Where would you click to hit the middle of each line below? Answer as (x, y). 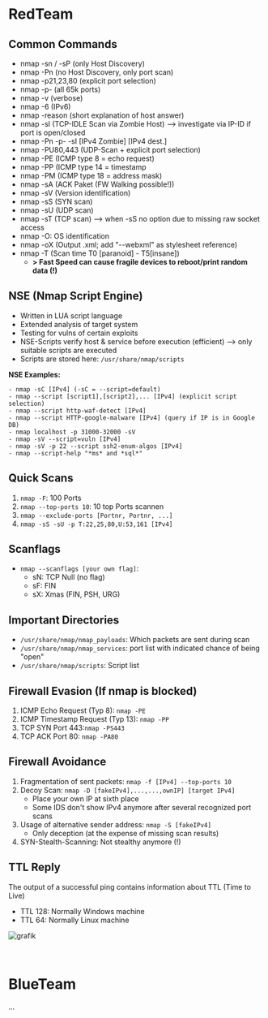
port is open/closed (53, 132)
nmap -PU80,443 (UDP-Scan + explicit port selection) (110, 150)
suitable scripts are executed (68, 350)
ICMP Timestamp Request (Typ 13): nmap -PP (95, 719)
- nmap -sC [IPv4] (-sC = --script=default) (85, 389)
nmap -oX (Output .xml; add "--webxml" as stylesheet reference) (129, 245)
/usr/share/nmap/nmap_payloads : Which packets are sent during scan (135, 640)
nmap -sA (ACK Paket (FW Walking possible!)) (97, 184)
